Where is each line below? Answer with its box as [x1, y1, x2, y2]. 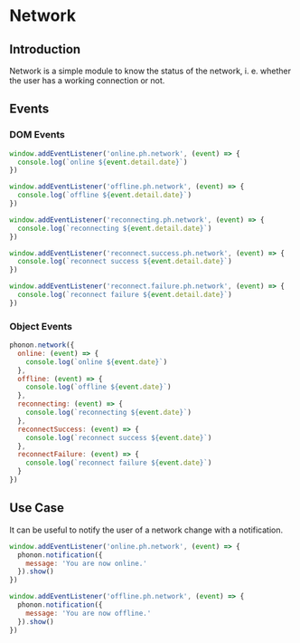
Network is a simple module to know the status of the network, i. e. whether [9, 65, 292, 76]
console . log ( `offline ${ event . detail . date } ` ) [17, 191, 192, 200]
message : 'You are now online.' [25, 559, 147, 568]
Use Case [9, 500, 65, 516]
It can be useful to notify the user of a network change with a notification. [9, 524, 284, 535]
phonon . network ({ [9, 341, 75, 350]
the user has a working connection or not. [9, 75, 165, 86]
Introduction [9, 42, 81, 57]
